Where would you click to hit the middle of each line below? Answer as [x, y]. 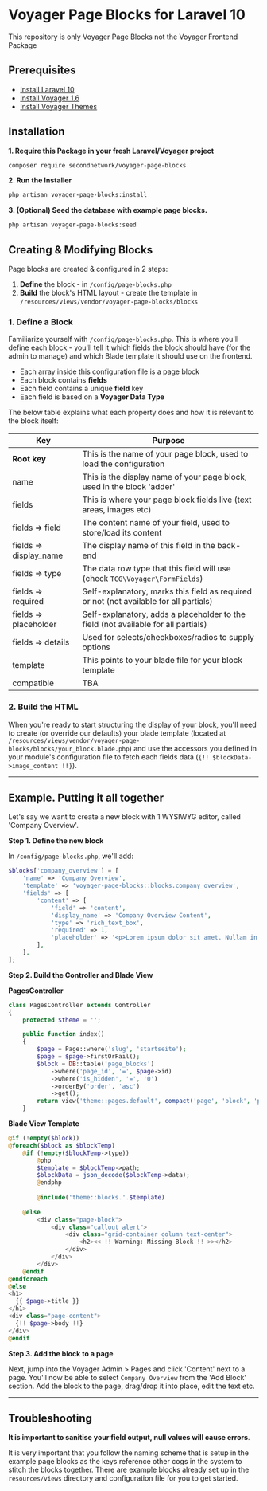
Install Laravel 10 [47, 89]
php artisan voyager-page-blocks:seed [72, 225]
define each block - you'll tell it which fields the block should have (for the [130, 347]
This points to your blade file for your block [162, 661]
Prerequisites [42, 71]
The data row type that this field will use [157, 569]
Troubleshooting [50, 1418]
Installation [37, 132]
